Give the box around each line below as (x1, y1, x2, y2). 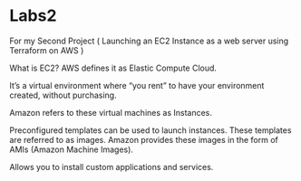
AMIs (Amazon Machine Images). (9, 144, 134, 155)
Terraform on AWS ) (9, 44, 84, 55)
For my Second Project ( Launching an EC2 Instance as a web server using (9, 35, 289, 46)
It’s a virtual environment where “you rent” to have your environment (9, 80, 265, 90)
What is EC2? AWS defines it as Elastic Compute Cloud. (9, 62, 218, 73)
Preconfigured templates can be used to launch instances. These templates (9, 124, 292, 136)
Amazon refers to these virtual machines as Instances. (9, 107, 213, 118)
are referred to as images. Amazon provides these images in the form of (9, 134, 278, 145)
